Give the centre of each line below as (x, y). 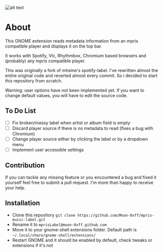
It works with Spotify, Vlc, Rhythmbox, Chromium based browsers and (76, 55)
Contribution (25, 165)
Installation (23, 203)
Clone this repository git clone (44, 215)
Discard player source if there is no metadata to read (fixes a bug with (82, 128)
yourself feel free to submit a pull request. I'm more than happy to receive (79, 182)
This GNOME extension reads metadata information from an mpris (72, 41)
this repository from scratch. (34, 80)
